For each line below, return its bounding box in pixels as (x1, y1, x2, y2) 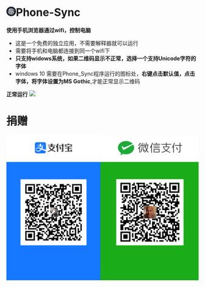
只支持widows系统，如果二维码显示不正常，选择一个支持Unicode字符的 (15, 54, 196, 62)
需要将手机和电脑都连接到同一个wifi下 (15, 47, 110, 54)
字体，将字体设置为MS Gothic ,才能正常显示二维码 (15, 78, 140, 85)
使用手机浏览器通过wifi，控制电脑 (6, 26, 92, 34)
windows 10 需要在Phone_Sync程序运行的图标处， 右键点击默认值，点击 (15, 70, 195, 77)
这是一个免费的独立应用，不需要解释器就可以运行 (15, 39, 138, 46)
